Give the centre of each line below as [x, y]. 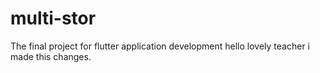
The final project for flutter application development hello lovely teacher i [160, 46]
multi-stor [53, 18]
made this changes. [51, 56]
